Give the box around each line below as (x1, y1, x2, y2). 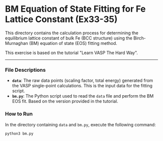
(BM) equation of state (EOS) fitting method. (29, 40, 117, 46)
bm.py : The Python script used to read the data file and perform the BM (12, 93, 154, 99)
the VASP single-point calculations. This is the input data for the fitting (12, 83, 153, 89)
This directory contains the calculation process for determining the (5, 30, 139, 36)
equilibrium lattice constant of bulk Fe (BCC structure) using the (5, 35, 132, 41)
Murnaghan (5, 40, 28, 46)
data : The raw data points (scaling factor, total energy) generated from (12, 78, 153, 83)
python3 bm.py (5, 131, 34, 136)
